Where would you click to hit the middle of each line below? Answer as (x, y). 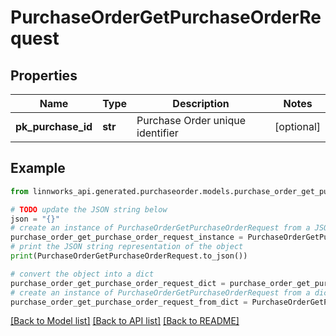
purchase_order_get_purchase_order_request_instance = (127, 237)
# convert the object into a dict (82, 274)
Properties (44, 75)
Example (38, 168)
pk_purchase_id (54, 126)
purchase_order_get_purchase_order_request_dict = (118, 283)
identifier (157, 133)
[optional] (297, 126)
